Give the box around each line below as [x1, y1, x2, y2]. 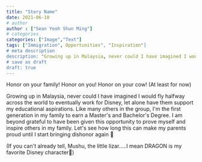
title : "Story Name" [6, 8, 58, 15]
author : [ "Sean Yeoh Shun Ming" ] [6, 25, 93, 32]
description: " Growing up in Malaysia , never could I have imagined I [6, 53, 187, 59]
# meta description [6, 48, 55, 54]
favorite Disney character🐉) [6, 149, 75, 156]
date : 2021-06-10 [6, 14, 50, 20]
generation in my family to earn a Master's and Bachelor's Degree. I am [6, 112, 183, 119]
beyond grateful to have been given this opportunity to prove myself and [6, 118, 186, 125]
